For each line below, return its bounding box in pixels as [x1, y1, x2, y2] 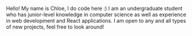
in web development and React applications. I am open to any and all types [6, 17, 186, 24]
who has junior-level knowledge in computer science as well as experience [6, 11, 187, 18]
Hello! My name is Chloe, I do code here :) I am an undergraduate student [6, 5, 183, 12]
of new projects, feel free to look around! [6, 23, 104, 30]
